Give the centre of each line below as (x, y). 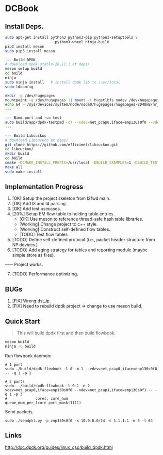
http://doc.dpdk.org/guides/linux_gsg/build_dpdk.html (59, 447)
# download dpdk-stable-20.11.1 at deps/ (48, 64)
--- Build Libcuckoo (26, 136)
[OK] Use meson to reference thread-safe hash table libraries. (81, 219)
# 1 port (14, 364)
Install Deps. (24, 26)
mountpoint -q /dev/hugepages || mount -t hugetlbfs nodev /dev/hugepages (82, 100)
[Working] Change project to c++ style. (58, 224)
